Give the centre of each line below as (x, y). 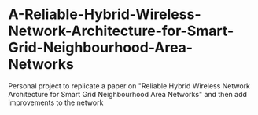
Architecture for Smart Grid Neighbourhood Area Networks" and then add (128, 94)
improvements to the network (56, 102)
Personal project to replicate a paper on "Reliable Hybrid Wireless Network (129, 86)
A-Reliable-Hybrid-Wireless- (105, 14)
